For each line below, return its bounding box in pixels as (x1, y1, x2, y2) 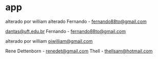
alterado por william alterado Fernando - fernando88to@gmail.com (5, 18, 147, 24)
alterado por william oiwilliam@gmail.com (5, 38, 93, 44)
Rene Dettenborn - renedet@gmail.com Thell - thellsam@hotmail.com (5, 48, 153, 54)
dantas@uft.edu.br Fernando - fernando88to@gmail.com (5, 28, 126, 34)
